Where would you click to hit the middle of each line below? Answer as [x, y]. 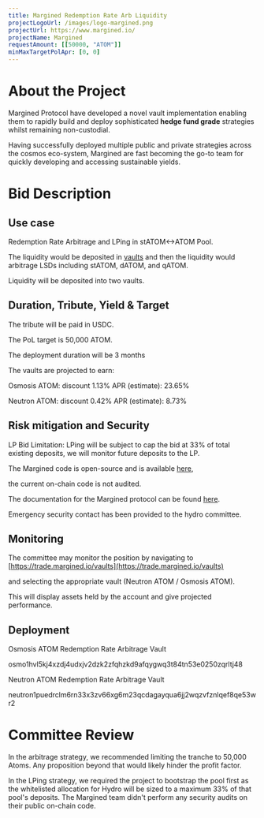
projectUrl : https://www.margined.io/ [72, 30]
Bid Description [60, 194]
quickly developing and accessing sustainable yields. [95, 162]
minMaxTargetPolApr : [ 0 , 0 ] [54, 52]
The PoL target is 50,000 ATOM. [60, 339]
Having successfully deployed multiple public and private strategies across [130, 145]
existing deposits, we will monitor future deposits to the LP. [104, 453]
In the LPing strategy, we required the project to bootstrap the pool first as [128, 781]
